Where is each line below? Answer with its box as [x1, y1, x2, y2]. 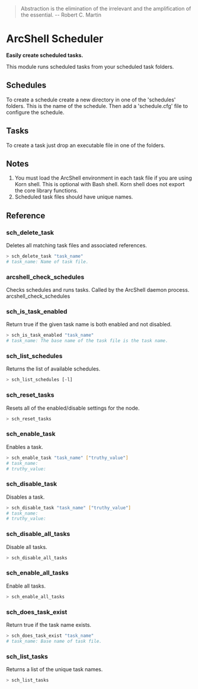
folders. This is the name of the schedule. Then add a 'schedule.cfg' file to [6, 102, 189, 109]
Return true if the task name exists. [6, 621, 92, 628]
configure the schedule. [6, 109, 65, 116]
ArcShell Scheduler [6, 32, 104, 46]
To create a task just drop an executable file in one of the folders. [6, 142, 165, 149]
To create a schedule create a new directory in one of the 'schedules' [6, 96, 176, 103]
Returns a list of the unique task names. [6, 666, 103, 673]
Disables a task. [6, 493, 45, 500]
